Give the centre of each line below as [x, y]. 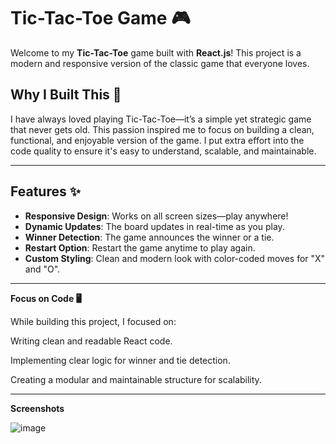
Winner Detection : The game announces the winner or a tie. [149, 237]
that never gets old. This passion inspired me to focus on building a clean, [162, 129]
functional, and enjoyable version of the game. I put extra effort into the [157, 140]
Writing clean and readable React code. [91, 341]
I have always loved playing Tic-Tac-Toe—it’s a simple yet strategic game [161, 119]
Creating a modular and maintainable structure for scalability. [136, 379]
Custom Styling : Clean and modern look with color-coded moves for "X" [175, 258]
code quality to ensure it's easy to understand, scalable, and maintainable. [163, 151]
